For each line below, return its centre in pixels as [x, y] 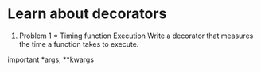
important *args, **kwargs [51, 59]
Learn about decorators [87, 14]
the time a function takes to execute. [79, 44]
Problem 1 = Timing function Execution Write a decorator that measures [136, 36]
